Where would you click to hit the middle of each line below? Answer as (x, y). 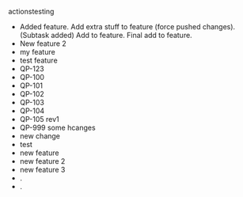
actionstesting (31, 11)
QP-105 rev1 (39, 119)
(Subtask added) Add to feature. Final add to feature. (106, 35)
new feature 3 (42, 170)
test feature (38, 60)
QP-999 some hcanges (58, 127)
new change (40, 136)
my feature (37, 52)
